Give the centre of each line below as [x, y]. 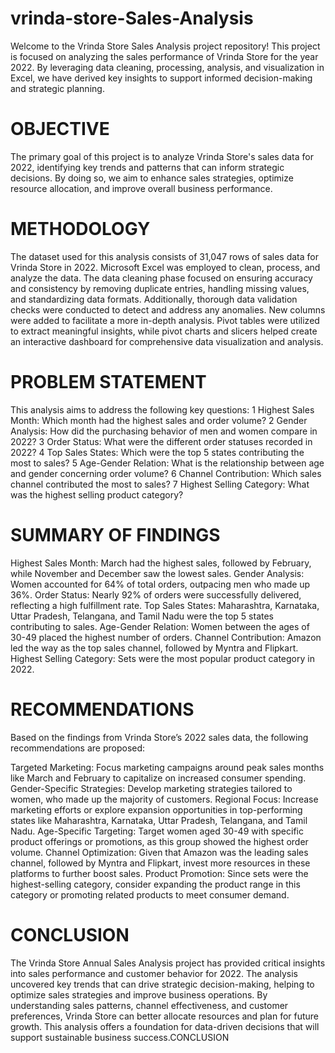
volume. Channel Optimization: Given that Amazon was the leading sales [159, 852]
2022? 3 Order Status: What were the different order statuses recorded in [161, 441]
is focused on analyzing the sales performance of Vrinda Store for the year [164, 56]
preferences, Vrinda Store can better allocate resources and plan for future [165, 1016]
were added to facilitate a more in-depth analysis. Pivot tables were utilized [165, 320]
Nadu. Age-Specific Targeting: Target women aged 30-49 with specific [157, 831]
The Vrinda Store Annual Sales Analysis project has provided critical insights [168, 963]
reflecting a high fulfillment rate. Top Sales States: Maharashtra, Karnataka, [165, 605]
